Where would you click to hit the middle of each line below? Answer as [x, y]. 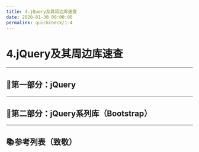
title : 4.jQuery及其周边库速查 [41, 12]
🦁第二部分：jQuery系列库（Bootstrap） [79, 113]
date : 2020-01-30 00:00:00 [39, 17]
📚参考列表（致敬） [41, 142]
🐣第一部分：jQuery [41, 84]
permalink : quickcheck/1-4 [39, 22]
